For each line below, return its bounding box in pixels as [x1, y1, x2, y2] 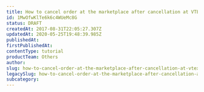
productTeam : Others [6, 54, 59, 60]
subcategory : [6, 76, 39, 82]
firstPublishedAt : [6, 43, 53, 49]
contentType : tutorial [6, 48, 64, 54]
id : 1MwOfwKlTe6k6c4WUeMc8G [6, 15, 78, 21]
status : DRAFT [6, 20, 42, 26]
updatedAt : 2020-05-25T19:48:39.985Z [6, 31, 102, 38]
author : [6, 59, 26, 65]
